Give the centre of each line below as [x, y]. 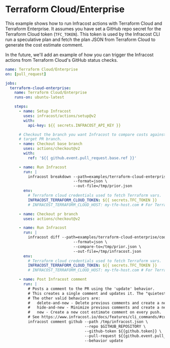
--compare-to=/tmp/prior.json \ [107, 247]
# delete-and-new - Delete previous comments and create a [93, 303]
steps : [21, 107]
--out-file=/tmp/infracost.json [107, 251]
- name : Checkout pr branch [48, 214]
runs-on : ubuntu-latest [39, 97]
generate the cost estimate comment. [44, 45]
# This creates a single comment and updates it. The [86, 293]
